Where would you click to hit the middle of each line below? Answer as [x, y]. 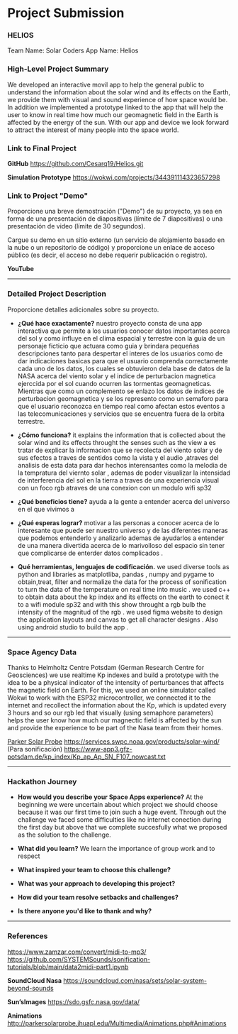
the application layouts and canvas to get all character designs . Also [118, 620]
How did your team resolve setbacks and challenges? [98, 897]
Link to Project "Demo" [48, 196]
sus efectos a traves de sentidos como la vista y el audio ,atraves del [118, 457]
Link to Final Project [42, 148]
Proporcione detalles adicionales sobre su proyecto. [83, 309]
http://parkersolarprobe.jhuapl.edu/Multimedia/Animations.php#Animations [117, 1023]
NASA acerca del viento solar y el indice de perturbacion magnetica [117, 376]
